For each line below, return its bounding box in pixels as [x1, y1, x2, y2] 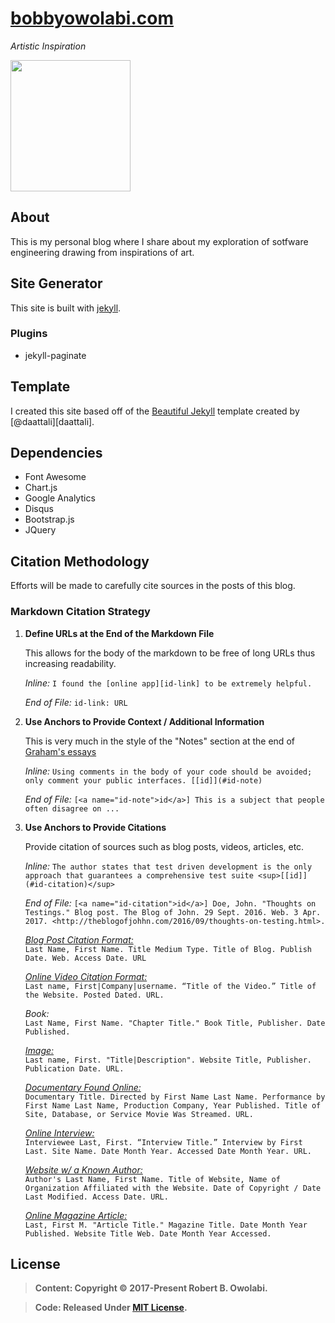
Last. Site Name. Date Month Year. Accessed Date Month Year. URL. [24, 1146, 312, 1156]
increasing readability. [24, 657, 117, 669]
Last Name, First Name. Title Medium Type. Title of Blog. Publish [24, 944, 312, 954]
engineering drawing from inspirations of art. [10, 246, 195, 258]
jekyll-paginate [24, 349, 87, 361]
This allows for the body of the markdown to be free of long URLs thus [24, 647, 316, 659]
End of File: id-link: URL [24, 696, 128, 708]
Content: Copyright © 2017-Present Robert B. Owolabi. [34, 1282, 268, 1294]
